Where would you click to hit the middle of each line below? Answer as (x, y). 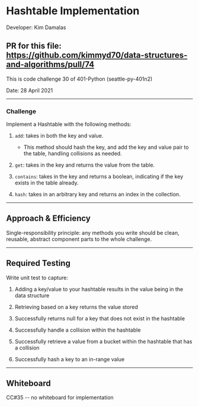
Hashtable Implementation (73, 11)
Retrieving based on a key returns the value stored (76, 307)
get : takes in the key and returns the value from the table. (85, 165)
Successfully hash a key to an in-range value (70, 359)
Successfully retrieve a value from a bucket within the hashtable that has (103, 341)
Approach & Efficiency (48, 219)
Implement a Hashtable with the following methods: (69, 124)
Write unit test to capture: (37, 278)
